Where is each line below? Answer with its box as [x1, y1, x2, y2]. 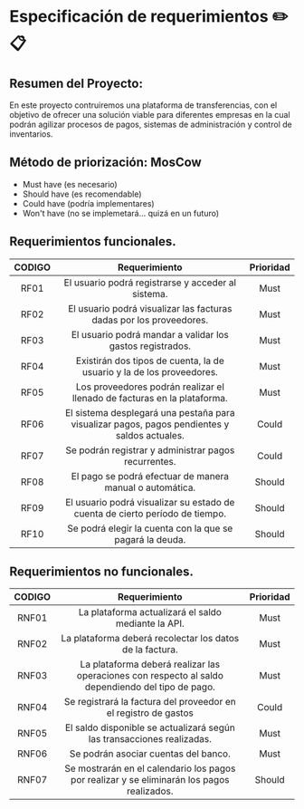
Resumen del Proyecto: [9, 75, 143, 91]
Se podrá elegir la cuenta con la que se [67, 522, 233, 535]
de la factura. [121, 643, 178, 656]
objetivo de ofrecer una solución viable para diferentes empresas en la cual [9, 110, 291, 120]
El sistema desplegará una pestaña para [64, 406, 235, 419]
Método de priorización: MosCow [9, 155, 202, 170]
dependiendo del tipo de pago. [84, 680, 215, 693]
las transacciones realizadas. [88, 733, 213, 746]
